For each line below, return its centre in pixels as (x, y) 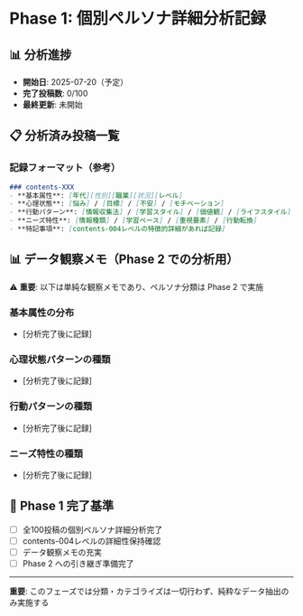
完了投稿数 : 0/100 (55, 93)
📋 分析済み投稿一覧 (64, 136)
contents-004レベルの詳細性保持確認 (92, 541)
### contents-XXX (42, 187)
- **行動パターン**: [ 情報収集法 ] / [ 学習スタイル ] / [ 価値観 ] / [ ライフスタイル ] (150, 212)
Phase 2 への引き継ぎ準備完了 (78, 563)
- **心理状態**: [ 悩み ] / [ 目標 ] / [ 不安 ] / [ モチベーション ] (117, 204)
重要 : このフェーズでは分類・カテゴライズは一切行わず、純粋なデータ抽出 (145, 591)
